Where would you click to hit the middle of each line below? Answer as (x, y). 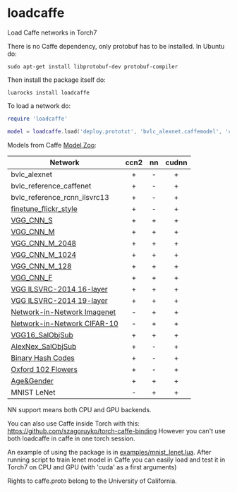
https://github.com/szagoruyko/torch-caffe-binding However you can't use (116, 431)
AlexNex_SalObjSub (44, 346)
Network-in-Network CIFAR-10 (65, 323)
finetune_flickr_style (44, 208)
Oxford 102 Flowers (44, 369)
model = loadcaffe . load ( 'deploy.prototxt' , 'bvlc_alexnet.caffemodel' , (115, 131)
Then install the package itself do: (56, 80)
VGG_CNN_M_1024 (43, 254)
